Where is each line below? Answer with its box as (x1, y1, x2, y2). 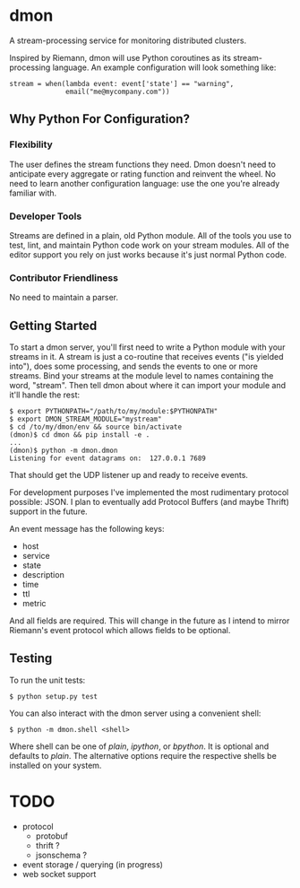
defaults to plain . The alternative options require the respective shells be (9, 750, 278, 761)
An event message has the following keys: (9, 524, 165, 535)
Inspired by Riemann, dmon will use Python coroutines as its (9, 52, 231, 63)
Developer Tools (9, 210, 82, 222)
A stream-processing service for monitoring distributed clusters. (9, 35, 247, 46)
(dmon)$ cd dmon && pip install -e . (9, 431, 150, 440)
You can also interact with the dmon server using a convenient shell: (9, 708, 261, 718)
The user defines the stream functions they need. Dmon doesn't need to (9, 159, 276, 170)
